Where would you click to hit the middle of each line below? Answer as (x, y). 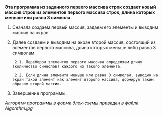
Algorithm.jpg (19, 108)
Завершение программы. (40, 93)
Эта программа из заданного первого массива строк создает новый (81, 7)
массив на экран (30, 33)
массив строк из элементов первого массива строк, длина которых (80, 12)
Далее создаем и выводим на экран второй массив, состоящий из (84, 42)
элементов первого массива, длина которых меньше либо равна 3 (84, 48)
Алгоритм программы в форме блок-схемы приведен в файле (72, 103)
